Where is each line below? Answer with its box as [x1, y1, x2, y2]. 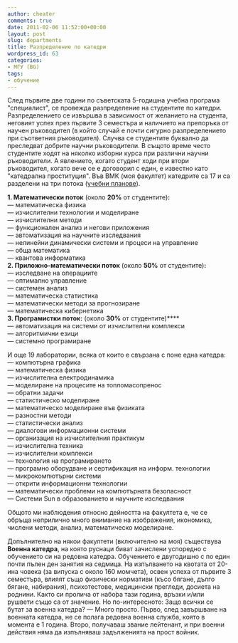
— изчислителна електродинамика [7, 373, 114, 382]
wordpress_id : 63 [7, 51, 59, 58]
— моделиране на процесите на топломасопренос [7, 381, 162, 390]
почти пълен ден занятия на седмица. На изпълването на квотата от [7, 560, 216, 568]
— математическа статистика [7, 291, 99, 300]
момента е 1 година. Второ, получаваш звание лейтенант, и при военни [7, 620, 225, 629]
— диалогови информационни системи [7, 427, 126, 435]
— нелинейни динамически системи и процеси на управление [7, 239, 199, 247]
